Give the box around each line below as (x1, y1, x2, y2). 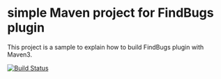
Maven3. (7, 50, 33, 59)
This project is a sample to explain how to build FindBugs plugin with (7, 43, 204, 51)
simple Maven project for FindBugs (7, 5, 214, 21)
